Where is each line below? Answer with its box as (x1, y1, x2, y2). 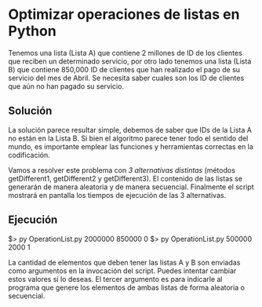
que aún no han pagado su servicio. (8, 81, 124, 91)
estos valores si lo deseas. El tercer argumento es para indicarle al (8, 274, 223, 283)
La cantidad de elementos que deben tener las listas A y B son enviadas (8, 258, 241, 267)
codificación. (8, 150, 51, 159)
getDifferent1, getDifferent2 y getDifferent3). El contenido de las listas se (8, 174, 243, 183)
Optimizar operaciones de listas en (8, 5, 240, 24)
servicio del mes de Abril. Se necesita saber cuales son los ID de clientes (8, 73, 245, 82)
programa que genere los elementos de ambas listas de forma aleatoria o (8, 283, 246, 292)
